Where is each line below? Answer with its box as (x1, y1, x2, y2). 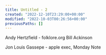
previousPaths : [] (5, 21, 43, 26)
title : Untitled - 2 (5, 7, 48, 12)
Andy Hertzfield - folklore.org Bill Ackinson (5, 35, 93, 41)
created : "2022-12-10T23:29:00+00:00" (5, 12, 85, 17)
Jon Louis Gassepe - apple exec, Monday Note (5, 44, 101, 50)
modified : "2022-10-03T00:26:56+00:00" (5, 16, 88, 21)
